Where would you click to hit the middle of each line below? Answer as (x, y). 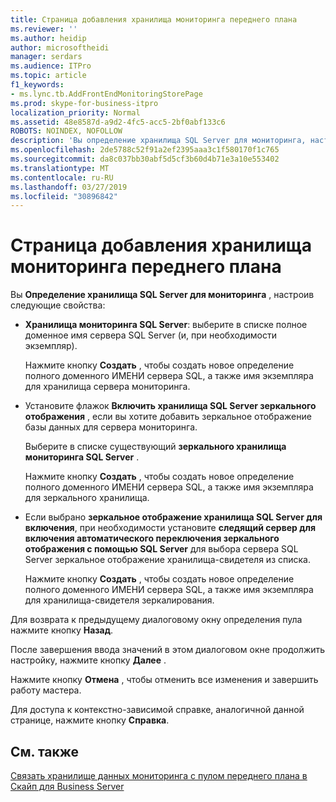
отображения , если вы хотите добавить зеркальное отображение (168, 417)
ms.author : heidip (48, 38)
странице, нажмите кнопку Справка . (90, 720)
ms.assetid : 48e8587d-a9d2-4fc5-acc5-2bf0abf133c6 (118, 122)
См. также (45, 751)
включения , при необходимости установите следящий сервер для (170, 528)
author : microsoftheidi (60, 47)
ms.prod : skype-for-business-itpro (84, 103)
